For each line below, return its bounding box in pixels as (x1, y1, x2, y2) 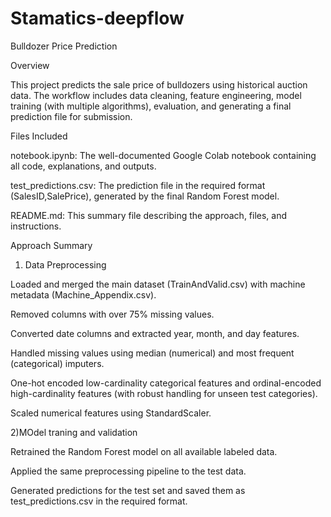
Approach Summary (10, 239, 93, 251)
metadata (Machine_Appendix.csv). (10, 288, 157, 301)
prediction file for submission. (10, 110, 133, 122)
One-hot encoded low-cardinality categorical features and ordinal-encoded (10, 377, 322, 389)
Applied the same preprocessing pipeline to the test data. (10, 465, 247, 477)
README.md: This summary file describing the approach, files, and (10, 209, 288, 221)
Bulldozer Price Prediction (10, 40, 118, 52)
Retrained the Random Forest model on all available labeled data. (10, 445, 278, 457)
